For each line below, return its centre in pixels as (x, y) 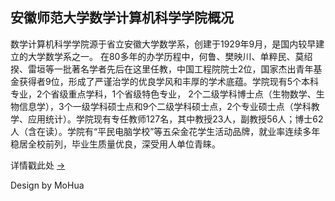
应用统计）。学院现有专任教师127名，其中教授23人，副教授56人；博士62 (175, 119)
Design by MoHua (47, 185)
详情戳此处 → (38, 165)
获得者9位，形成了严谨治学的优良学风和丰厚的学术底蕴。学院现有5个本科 (168, 81)
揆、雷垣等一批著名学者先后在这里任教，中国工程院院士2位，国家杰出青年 (162, 69)
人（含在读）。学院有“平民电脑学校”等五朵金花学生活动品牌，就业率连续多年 (165, 131)
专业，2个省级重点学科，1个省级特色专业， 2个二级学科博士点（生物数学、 (163, 94)
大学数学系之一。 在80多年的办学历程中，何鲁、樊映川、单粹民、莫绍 (170, 56)
